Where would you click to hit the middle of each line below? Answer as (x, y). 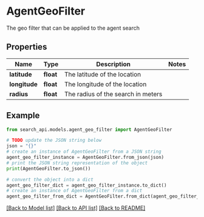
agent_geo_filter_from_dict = (45, 196)
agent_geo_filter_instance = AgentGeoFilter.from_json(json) (85, 158)
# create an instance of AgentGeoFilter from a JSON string (84, 152)
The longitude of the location (105, 84)
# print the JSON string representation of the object (77, 163)
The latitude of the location (103, 74)
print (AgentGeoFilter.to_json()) (49, 169)
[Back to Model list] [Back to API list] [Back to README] (76, 208)
